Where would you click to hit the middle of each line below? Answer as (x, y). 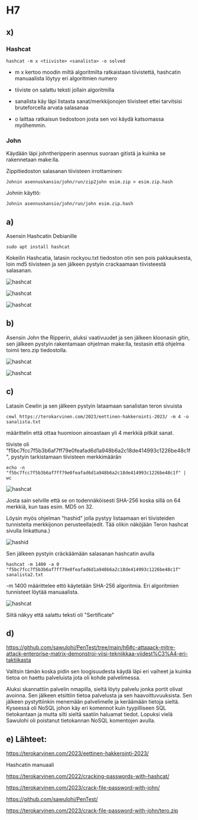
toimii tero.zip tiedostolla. (37, 350)
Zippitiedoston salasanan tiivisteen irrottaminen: (64, 171)
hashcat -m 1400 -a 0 (33, 564)
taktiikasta (19, 660)
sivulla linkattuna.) (28, 531)
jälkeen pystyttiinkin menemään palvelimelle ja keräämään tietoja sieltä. (93, 702)
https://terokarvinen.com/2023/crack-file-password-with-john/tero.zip (92, 811)
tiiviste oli (18, 444)
